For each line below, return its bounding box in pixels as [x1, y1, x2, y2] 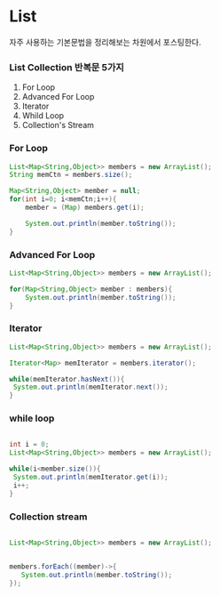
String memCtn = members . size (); [9, 171, 133, 180]
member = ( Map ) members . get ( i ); [25, 203, 145, 213]
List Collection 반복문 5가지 [9, 60, 124, 73]
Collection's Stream [21, 120, 95, 131]
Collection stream [9, 510, 88, 522]
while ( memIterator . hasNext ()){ [9, 375, 125, 383]
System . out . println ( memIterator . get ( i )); [12, 473, 169, 482]
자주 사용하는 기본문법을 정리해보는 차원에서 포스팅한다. [9, 36, 201, 47]
